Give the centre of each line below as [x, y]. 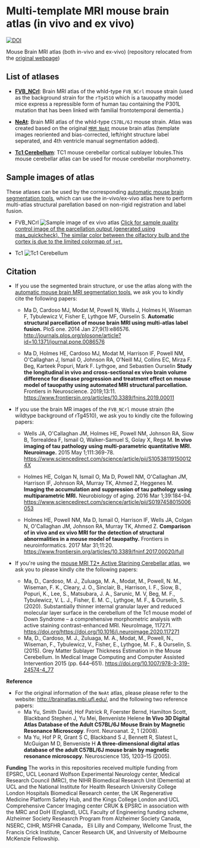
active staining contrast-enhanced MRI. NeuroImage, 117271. [98, 626]
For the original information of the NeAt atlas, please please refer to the [101, 693]
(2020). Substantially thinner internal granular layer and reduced [102, 606]
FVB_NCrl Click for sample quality [96, 222]
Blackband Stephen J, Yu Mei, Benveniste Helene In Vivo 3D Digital [107, 718]
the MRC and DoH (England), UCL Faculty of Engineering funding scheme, [97, 812]
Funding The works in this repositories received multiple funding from [92, 768]
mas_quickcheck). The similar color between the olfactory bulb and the [102, 235]
